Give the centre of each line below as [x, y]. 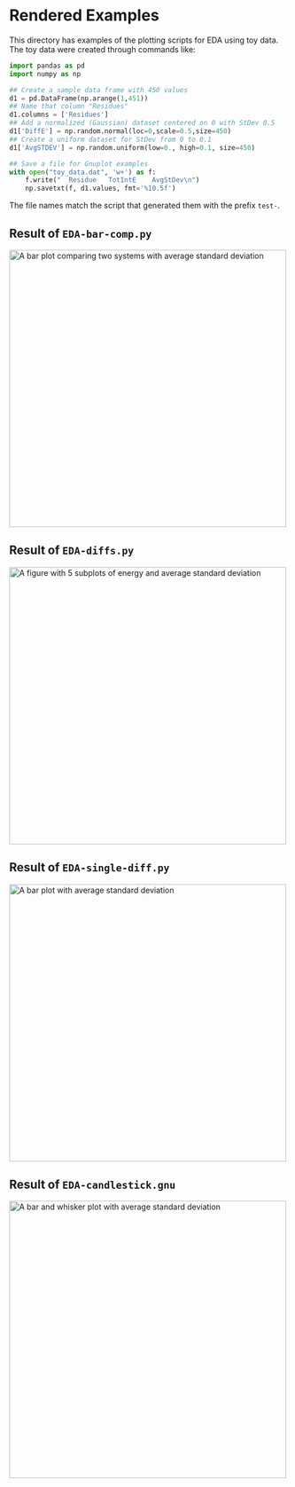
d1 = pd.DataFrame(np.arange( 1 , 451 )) [79, 98]
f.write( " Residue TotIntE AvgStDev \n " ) [113, 180]
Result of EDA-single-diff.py [89, 867]
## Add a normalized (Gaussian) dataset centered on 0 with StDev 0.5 [142, 123]
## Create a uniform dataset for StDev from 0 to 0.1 [111, 139]
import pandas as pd [47, 66]
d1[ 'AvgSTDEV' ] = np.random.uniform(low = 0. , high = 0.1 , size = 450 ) [132, 147]
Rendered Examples [84, 16]
